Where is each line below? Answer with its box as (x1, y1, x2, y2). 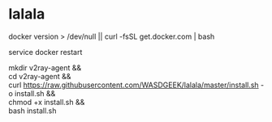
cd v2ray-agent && (8, 71, 71, 81)
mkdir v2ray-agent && (8, 62, 82, 73)
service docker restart (8, 47, 83, 57)
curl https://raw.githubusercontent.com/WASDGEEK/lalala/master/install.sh (8, 80, 259, 90)
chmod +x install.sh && (8, 97, 85, 107)
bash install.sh (8, 106, 57, 116)
